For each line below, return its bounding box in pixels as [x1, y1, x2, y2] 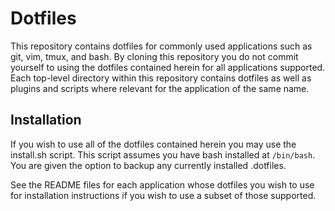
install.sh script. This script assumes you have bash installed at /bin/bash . [10, 148, 316, 161]
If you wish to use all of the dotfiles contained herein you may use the [10, 138, 297, 150]
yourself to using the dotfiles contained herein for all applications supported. [10, 61, 326, 73]
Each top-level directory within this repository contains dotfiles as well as [10, 72, 312, 84]
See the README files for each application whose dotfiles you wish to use [10, 178, 315, 191]
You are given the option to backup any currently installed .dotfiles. [10, 159, 287, 171]
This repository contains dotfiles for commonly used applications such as [10, 40, 313, 52]
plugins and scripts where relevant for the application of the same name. [10, 82, 310, 94]
